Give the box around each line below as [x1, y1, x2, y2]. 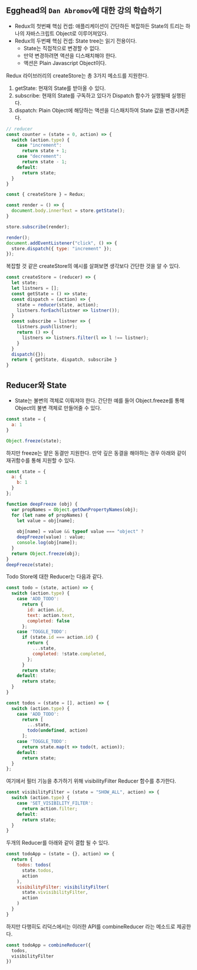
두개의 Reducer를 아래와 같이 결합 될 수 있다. [6, 839, 110, 846]
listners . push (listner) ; [17, 324, 78, 330]
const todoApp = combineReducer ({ [6, 942, 91, 948]
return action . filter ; [21, 806, 78, 811]
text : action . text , [27, 612, 75, 618]
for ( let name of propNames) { [11, 512, 88, 518]
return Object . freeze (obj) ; [11, 551, 81, 557]
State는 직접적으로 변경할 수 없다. [23, 44, 101, 51]
